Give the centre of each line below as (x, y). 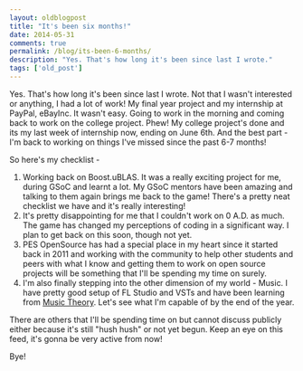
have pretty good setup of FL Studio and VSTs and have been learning (153, 292)
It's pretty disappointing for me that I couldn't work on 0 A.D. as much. (153, 215)
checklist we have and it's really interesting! (104, 205)
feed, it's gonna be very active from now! (86, 338)
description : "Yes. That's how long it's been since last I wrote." (141, 60)
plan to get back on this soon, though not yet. (107, 234)
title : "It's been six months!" (70, 26)
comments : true (38, 43)
